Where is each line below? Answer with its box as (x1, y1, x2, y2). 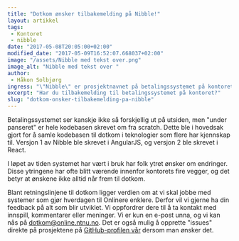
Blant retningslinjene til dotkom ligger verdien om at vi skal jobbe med (7, 189, 211, 196)
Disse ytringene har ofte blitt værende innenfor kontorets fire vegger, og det (7, 167, 230, 175)
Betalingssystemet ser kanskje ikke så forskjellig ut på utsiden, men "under (7, 116, 228, 124)
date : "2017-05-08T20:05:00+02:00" (7, 43, 113, 50)
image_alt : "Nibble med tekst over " (7, 63, 119, 70)
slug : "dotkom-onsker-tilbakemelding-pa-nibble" (7, 96, 154, 103)
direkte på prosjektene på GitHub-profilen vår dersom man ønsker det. (7, 226, 214, 234)
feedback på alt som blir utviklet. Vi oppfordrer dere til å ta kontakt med (7, 203, 217, 211)
